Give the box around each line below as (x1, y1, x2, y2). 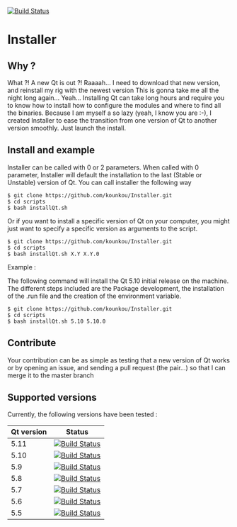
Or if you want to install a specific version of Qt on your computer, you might (7, 216, 230, 225)
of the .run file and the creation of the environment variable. (7, 292, 182, 300)
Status (66, 427, 88, 437)
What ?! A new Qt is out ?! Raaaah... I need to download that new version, (7, 79, 221, 87)
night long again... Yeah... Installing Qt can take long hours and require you (7, 94, 225, 102)
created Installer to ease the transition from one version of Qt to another (7, 116, 217, 124)
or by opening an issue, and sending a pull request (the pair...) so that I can (7, 363, 226, 372)
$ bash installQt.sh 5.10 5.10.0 (7, 318, 106, 325)
